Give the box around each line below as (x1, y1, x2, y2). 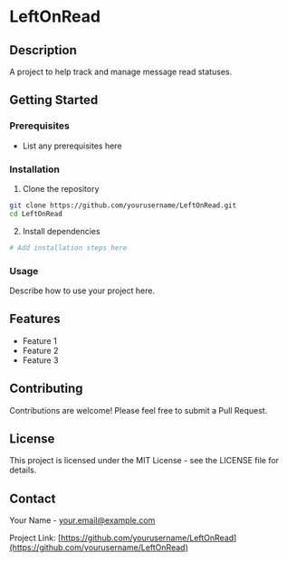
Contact (9, 491, 56, 506)
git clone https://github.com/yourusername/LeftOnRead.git (9, 201, 237, 210)
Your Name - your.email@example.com (9, 515, 156, 526)
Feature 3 (22, 355, 59, 366)
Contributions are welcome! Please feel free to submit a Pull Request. (9, 405, 268, 415)
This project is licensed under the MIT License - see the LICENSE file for (9, 455, 279, 466)
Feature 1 (22, 335, 57, 346)
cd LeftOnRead (9, 209, 63, 218)
